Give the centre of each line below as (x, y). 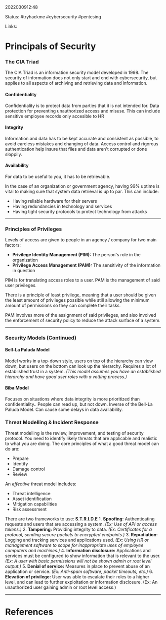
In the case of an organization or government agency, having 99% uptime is (82, 186)
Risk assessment (29, 509)
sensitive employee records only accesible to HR (55, 116)
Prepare (20, 458)
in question (24, 271)
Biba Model (17, 388)
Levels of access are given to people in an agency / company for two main (81, 240)
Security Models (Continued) (41, 338)
